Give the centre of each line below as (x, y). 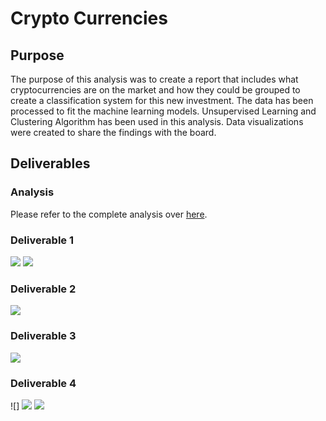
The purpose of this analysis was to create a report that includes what (154, 79)
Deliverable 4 (43, 383)
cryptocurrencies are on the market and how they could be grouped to (155, 90)
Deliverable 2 (43, 289)
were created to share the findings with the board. (113, 132)
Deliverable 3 (43, 336)
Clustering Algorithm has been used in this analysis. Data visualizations (157, 121)
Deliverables (50, 163)
